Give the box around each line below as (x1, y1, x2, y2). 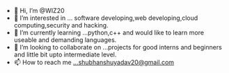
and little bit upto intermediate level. (13, 50, 117, 59)
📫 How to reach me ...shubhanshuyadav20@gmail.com (13, 59, 175, 66)
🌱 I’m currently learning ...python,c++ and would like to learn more (13, 28, 204, 36)
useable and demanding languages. (13, 36, 117, 44)
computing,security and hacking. (13, 21, 109, 29)
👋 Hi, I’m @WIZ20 (13, 7, 65, 14)
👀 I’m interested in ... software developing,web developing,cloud (13, 14, 198, 22)
